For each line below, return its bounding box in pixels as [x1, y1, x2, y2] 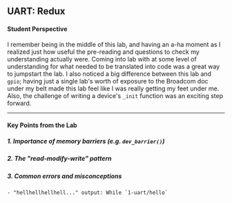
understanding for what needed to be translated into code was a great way [7, 62, 220, 70]
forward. [7, 99, 32, 107]
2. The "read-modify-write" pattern [7, 155, 112, 163]
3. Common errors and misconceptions [7, 172, 122, 180]
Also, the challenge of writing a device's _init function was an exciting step [7, 91, 223, 99]
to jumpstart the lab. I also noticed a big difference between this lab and [7, 69, 212, 78]
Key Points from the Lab [7, 121, 77, 130]
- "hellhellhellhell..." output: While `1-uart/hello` [7, 189, 168, 196]
